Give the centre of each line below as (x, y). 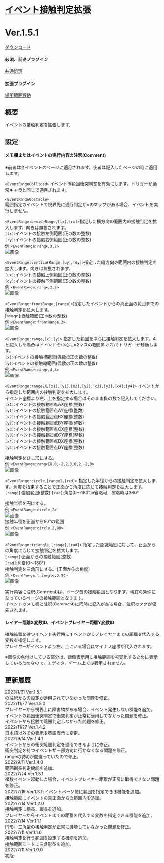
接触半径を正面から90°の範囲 (35, 521)
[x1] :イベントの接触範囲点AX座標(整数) (45, 404)
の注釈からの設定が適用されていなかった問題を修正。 (59, 698)
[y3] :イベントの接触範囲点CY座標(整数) (45, 435)
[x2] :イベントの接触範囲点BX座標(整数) (45, 416)
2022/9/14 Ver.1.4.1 (24, 738)
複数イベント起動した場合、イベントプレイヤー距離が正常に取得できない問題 (82, 779)
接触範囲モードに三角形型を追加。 (39, 844)
